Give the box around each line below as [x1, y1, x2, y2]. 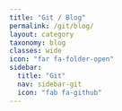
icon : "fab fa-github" [17, 88, 102, 97]
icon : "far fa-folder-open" [9, 55, 115, 64]
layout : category [9, 30, 74, 38]
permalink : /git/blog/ [9, 21, 94, 30]
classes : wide [9, 47, 63, 55]
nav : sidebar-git [17, 80, 83, 89]
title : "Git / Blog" [9, 13, 87, 22]
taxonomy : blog [9, 38, 66, 47]
